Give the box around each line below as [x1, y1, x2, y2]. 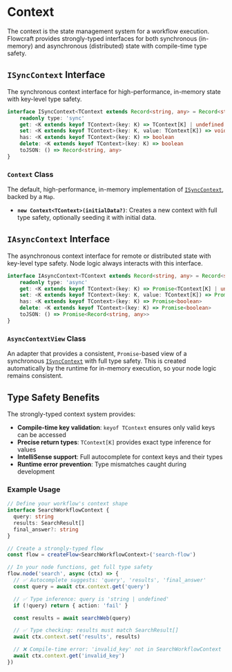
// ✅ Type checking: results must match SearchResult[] [13, 627, 179, 634]
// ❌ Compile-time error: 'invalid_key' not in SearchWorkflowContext [13, 646, 222, 653]
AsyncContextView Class [7, 333, 86, 343]
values [17, 445, 37, 454]
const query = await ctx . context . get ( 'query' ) [13, 583, 150, 590]
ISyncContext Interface [7, 69, 106, 81]
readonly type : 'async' [19, 279, 88, 286]
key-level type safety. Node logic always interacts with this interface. [7, 259, 204, 267]
